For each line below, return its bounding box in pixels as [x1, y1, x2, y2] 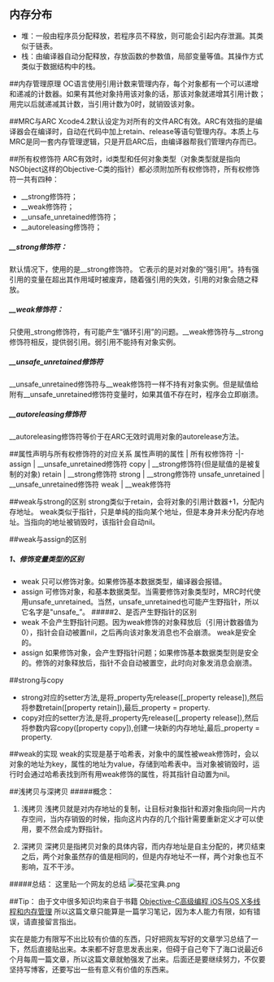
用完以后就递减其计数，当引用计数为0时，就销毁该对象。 [9, 98, 199, 108]
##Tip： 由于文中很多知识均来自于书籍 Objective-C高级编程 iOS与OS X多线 [9, 896, 261, 906]
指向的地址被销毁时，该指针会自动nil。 [30, 517, 160, 526]
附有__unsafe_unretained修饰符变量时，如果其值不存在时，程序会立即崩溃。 [9, 389, 263, 399]
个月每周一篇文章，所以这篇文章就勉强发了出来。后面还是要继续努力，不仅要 [9, 954, 266, 964]
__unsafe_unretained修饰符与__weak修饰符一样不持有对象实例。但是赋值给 [9, 379, 259, 389]
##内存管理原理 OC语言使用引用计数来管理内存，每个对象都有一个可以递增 [9, 78, 259, 88]
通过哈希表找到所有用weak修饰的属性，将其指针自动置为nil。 [30, 769, 235, 779]
